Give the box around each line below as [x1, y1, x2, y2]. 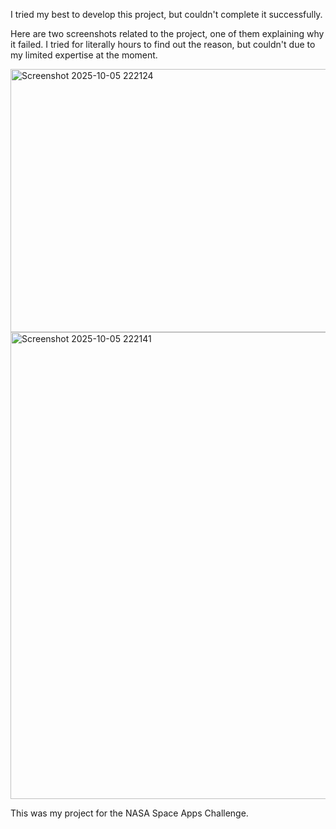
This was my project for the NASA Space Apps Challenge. [10, 807, 249, 819]
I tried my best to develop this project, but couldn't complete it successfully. [10, 9, 323, 20]
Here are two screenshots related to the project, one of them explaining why [10, 28, 325, 39]
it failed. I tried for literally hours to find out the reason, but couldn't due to [10, 39, 316, 50]
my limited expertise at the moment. [10, 49, 158, 61]
